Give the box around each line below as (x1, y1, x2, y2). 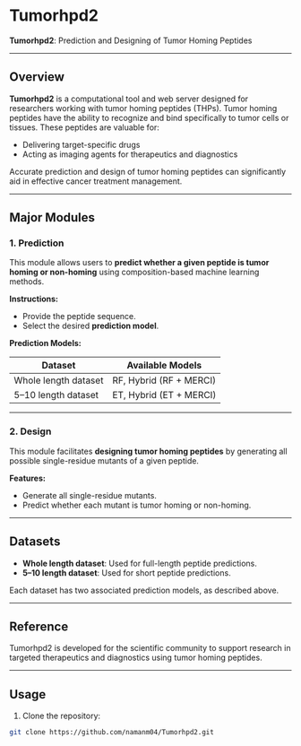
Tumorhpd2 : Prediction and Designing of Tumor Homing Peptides (9, 35, 253, 46)
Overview (9, 69, 65, 85)
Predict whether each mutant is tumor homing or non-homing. (21, 499, 252, 510)
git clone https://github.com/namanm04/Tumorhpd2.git (9, 728, 215, 737)
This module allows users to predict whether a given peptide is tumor (9, 257, 270, 268)
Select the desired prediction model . (21, 320, 159, 332)
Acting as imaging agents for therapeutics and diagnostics (21, 149, 238, 160)
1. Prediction (9, 237, 64, 249)
